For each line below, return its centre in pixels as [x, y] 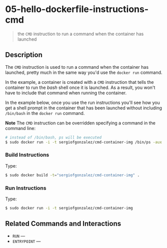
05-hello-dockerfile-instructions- [77, 9]
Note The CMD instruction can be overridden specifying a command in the [80, 123]
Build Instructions [27, 155]
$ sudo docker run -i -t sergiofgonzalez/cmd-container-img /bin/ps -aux [84, 142]
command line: [20, 128]
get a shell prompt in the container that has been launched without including [84, 108]
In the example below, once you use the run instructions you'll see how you [82, 102]
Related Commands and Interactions [63, 224]
